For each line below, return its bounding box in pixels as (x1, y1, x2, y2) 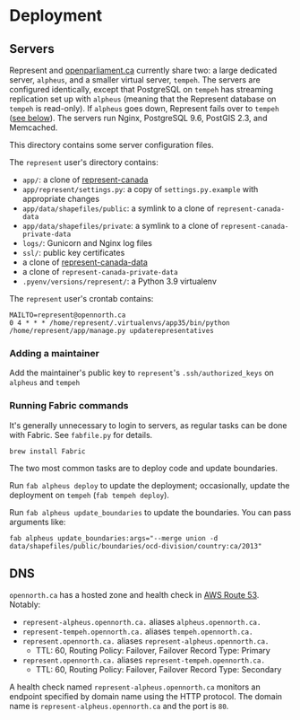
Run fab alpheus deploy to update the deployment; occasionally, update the (9, 479, 290, 490)
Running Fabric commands (9, 400, 129, 412)
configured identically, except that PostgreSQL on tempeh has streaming (9, 84, 273, 94)
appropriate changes (21, 194, 100, 204)
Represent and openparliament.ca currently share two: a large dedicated (9, 65, 278, 75)
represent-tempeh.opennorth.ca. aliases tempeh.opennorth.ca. (21, 626, 253, 637)
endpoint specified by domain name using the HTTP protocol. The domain (9, 691, 283, 702)
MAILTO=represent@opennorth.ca (9, 311, 126, 320)
